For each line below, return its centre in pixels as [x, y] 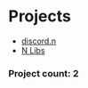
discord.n [39, 41]
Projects [40, 16]
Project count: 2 [44, 73]
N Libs [33, 50]
